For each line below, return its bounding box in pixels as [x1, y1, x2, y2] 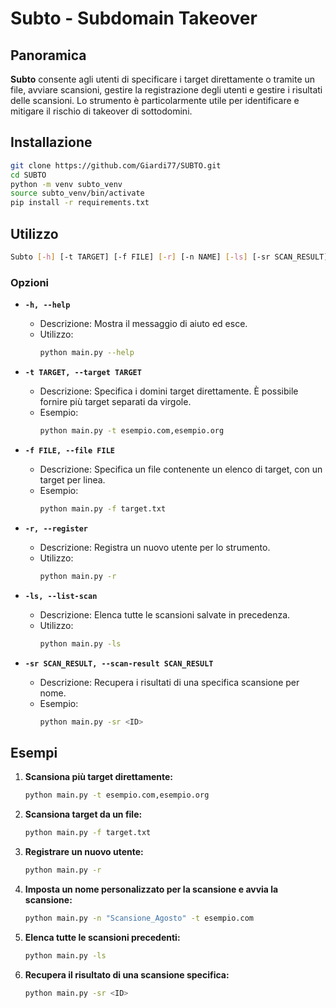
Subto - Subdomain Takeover [10, 7, 258, 30]
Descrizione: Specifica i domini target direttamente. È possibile [39, 385, 299, 397]
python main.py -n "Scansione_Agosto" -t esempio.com [24, 913, 254, 923]
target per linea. [39, 473, 106, 486]
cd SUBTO [10, 170, 47, 180]
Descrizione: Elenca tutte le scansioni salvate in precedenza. [39, 608, 291, 621]
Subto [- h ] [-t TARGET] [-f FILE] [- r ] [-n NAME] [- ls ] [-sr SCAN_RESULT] [10, 252, 329, 262]
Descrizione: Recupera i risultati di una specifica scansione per [39, 676, 300, 688]
